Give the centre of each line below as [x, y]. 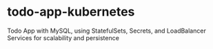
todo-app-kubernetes [71, 12]
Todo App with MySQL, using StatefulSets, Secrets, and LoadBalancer [107, 31]
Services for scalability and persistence [63, 37]
